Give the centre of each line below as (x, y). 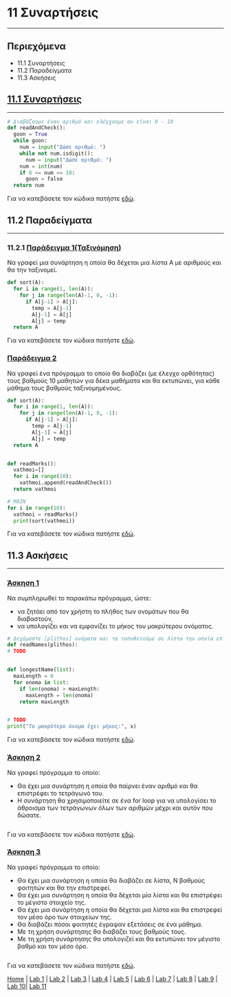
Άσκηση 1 (23, 583)
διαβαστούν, (35, 618)
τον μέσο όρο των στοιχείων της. (64, 917)
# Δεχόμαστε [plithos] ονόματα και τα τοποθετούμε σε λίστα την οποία (110, 638)
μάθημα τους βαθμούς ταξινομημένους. (65, 388)
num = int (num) (41, 166)
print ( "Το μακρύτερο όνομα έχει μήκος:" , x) (72, 727)
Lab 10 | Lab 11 (27, 986)
